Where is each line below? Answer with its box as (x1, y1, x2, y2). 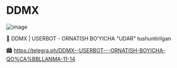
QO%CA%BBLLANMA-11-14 (6, 55, 76, 63)
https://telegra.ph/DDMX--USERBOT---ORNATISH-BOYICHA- (13, 47, 166, 54)
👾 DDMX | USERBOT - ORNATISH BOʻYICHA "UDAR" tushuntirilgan (6, 35, 172, 42)
